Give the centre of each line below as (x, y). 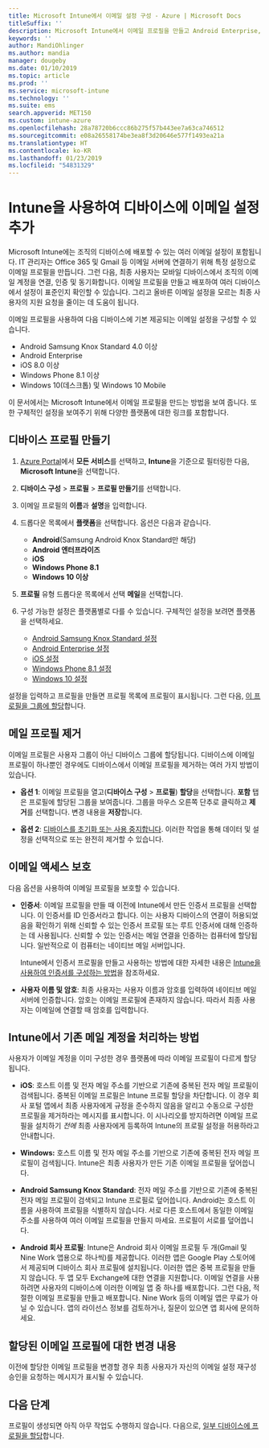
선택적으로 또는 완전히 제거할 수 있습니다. (100, 839)
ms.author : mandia (39, 53)
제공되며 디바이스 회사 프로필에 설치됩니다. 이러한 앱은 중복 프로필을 (134, 1268)
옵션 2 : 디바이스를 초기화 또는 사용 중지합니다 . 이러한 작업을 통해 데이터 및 (135, 829)
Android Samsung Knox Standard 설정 (94, 638)
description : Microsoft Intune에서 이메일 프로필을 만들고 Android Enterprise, (135, 31)
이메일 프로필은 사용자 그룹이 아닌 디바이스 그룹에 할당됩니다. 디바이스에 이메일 (132, 755)
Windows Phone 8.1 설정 (72, 668)
